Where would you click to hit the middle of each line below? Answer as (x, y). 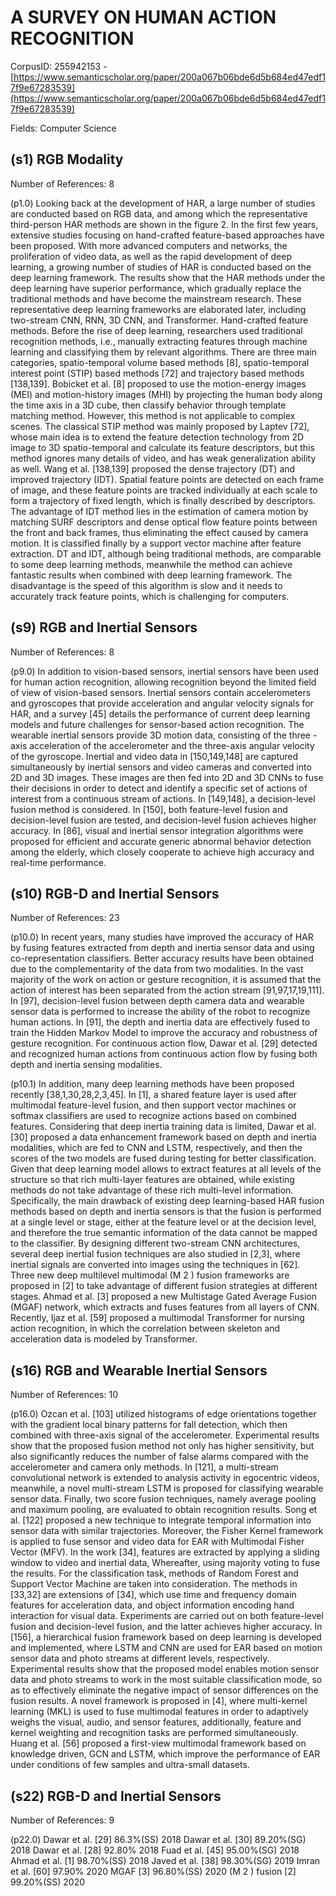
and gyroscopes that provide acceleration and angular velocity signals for (162, 703)
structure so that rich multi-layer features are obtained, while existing (152, 1180)
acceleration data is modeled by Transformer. (104, 1339)
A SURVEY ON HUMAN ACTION (143, 17)
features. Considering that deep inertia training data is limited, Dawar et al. (163, 1127)
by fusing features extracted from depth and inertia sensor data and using (162, 948)
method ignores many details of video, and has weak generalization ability (163, 458)
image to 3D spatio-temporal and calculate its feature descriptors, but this (162, 447)
